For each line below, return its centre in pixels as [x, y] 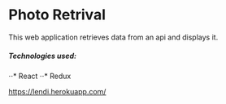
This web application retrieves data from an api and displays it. [113, 37]
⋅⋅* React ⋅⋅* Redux [40, 76]
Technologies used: [43, 56]
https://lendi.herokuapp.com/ [57, 91]
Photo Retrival [57, 15]
